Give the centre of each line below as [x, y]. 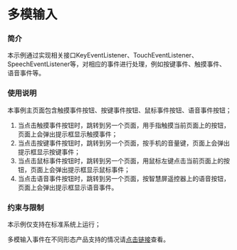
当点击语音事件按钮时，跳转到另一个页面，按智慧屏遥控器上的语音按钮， [123, 178]
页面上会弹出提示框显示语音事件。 [68, 187]
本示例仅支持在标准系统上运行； [54, 224]
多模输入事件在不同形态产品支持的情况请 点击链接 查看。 [88, 239]
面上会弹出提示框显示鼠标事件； [83, 169]
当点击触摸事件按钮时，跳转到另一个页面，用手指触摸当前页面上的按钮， [123, 125]
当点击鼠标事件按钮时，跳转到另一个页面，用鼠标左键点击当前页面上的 [121, 161]
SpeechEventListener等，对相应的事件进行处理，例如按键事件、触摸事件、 [117, 64]
